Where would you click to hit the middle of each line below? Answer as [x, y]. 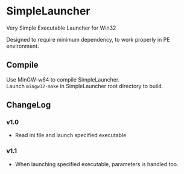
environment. [23, 46]
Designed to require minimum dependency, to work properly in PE [88, 39]
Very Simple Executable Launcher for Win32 [61, 28]
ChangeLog [29, 105]
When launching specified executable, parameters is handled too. [97, 164]
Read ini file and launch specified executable [71, 135]
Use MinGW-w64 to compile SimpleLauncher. [63, 79]
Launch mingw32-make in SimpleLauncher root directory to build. [85, 86]
